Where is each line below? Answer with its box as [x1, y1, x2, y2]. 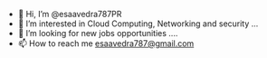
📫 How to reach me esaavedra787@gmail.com [17, 38, 195, 49]
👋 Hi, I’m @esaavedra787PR [17, 9, 122, 19]
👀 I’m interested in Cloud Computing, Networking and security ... [17, 18, 259, 29]
